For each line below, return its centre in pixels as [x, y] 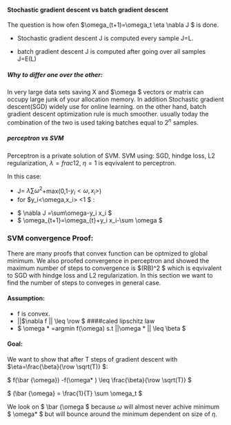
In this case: [24, 176]
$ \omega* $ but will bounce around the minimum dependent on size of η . [112, 414]
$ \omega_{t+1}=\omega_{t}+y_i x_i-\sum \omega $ [90, 220]
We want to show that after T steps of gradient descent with [92, 359]
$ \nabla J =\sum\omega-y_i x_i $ [64, 213]
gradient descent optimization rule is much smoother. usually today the [108, 114]
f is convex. [33, 313]
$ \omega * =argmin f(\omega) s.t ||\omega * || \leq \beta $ [101, 328]
